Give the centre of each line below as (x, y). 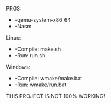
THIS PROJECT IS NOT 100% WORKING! (56, 96)
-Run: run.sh (30, 55)
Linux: (14, 38)
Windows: (18, 67)
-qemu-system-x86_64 (43, 20)
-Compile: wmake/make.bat (48, 78)
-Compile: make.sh (37, 49)
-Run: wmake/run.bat (40, 84)
